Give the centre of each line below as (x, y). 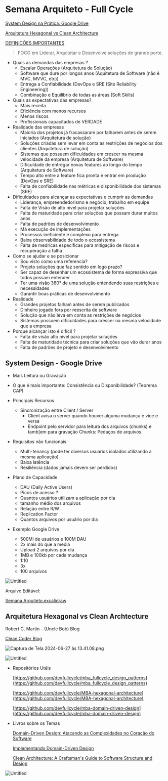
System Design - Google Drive (54, 363)
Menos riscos (34, 116)
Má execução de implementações (55, 229)
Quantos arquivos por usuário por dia (59, 519)
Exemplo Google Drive (36, 529)
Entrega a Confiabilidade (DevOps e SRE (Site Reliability (78, 84)
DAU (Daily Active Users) (46, 487)
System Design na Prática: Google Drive (47, 23)
